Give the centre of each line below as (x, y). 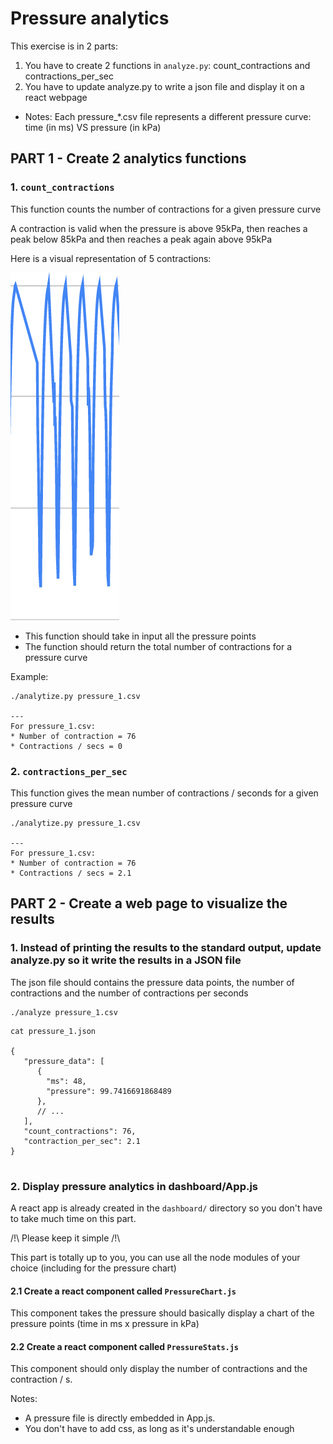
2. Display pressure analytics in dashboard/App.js (134, 1186)
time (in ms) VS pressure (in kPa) (93, 127)
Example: (29, 676)
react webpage (56, 97)
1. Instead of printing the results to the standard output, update (166, 948)
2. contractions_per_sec (69, 771)
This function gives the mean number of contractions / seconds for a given (164, 793)
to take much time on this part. (73, 1218)
